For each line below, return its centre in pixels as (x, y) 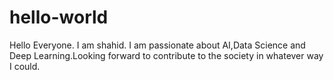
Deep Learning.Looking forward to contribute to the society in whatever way (166, 55)
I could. (25, 66)
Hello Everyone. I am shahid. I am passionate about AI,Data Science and (157, 45)
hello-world (59, 17)
